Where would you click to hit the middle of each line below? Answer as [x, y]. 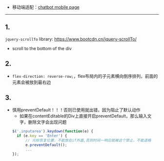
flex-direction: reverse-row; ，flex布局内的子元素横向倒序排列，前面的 [85, 76]
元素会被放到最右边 [31, 82]
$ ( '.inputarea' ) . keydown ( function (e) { [53, 131]
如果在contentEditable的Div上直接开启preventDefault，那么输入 [83, 116]
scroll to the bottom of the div [42, 48]
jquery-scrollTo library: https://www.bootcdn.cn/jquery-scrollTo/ [71, 39]
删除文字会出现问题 [47, 122]
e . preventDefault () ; [46, 145]
